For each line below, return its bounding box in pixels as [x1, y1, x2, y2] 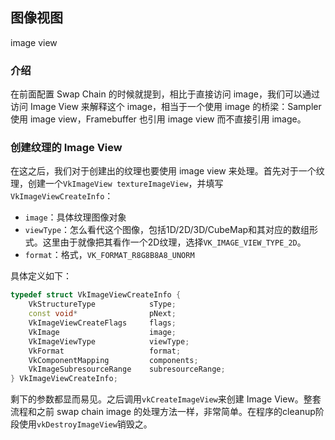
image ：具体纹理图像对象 [24, 211, 127, 223]
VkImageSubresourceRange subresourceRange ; [28, 364, 226, 375]
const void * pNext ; [28, 309, 177, 319]
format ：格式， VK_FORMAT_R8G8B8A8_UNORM [24, 249, 195, 261]
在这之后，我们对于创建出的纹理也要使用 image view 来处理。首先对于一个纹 [10, 165, 325, 177]
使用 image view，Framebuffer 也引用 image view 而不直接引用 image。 [10, 113, 307, 125]
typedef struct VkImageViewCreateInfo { [10, 290, 182, 300]
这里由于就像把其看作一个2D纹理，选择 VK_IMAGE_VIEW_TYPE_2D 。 [42, 236, 307, 248]
